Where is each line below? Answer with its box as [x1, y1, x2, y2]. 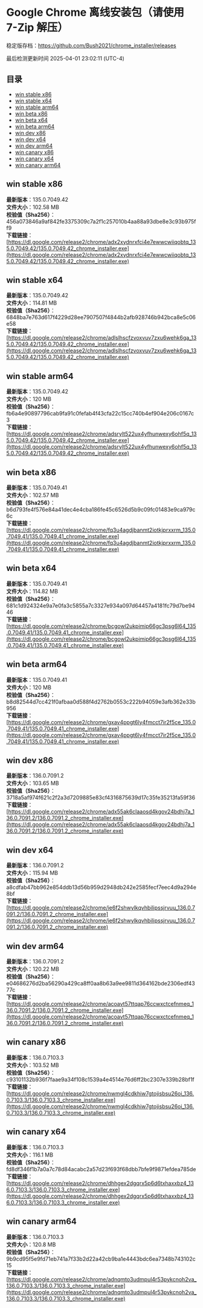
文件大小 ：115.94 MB [6, 870, 59, 877]
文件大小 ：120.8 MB [6, 1241, 56, 1248]
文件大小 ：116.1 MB [6, 1151, 53, 1158]
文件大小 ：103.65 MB [6, 779, 59, 787]
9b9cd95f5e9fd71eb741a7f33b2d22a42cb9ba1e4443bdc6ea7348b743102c [6, 1255, 196, 1263]
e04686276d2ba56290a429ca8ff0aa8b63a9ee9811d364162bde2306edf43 [6, 980, 195, 987]
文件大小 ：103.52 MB [6, 1061, 59, 1069]
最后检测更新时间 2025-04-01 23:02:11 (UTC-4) [6, 54, 125, 62]
